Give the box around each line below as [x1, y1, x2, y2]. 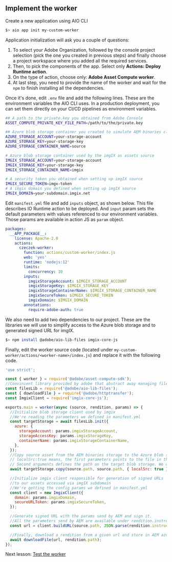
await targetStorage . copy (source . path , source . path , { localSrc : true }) [10, 467, 170, 472]
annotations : [24, 302, 52, 308]
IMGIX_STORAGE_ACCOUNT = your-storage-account [5, 158, 102, 163]
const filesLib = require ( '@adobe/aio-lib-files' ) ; [5, 386, 118, 391]
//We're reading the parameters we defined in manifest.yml [10, 414, 141, 419]
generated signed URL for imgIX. [5, 327, 74, 333]
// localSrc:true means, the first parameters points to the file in [10, 457, 161, 462]
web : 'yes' [24, 255, 47, 260]
